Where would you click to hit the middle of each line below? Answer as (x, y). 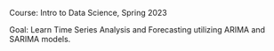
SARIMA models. (40, 39)
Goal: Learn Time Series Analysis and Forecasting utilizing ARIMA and (137, 29)
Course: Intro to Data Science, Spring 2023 (88, 13)
